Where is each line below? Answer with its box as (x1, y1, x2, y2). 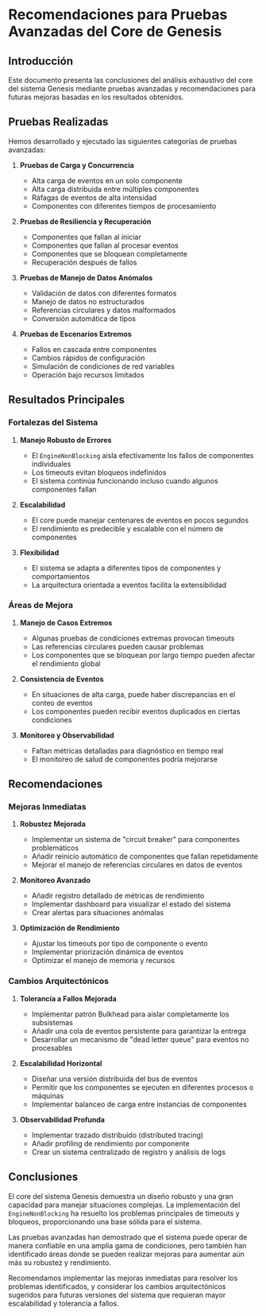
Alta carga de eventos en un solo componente (31, 175, 183, 185)
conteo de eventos (31, 698, 94, 707)
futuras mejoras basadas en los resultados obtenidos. (8, 92, 184, 101)
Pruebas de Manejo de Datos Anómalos (19, 272, 153, 282)
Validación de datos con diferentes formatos (31, 288, 177, 298)
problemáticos (31, 843, 79, 853)
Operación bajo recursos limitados (31, 370, 145, 379)
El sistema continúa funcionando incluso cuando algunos (31, 476, 218, 485)
